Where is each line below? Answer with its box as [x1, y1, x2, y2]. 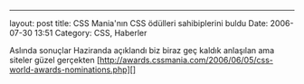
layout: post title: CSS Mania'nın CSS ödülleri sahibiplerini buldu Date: [9, 18, 269, 28]
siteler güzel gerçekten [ [9, 55, 100, 65]
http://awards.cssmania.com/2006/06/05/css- [99, 55, 273, 65]
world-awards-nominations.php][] [9, 64, 137, 75]
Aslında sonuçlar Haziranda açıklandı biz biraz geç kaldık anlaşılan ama [9, 45, 274, 55]
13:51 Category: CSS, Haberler [34, 28, 147, 38]
